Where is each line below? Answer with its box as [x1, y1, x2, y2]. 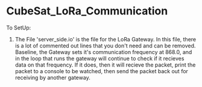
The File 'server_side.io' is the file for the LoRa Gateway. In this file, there [14, 35, 197, 43]
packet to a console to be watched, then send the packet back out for [14, 67, 189, 74]
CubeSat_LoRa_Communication [6, 4, 168, 18]
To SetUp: [6, 24, 31, 31]
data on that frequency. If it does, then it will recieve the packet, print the [14, 61, 196, 68]
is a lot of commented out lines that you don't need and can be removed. [14, 42, 196, 49]
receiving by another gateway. [14, 74, 90, 81]
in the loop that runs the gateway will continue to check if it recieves [14, 55, 185, 62]
